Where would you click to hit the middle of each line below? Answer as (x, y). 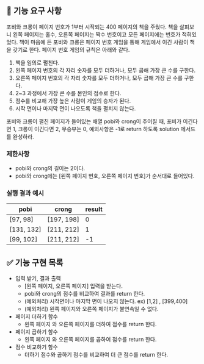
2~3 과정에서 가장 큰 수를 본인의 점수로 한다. (68, 93)
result (94, 209)
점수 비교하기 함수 (36, 347)
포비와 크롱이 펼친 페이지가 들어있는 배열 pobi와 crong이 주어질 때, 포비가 (94, 121)
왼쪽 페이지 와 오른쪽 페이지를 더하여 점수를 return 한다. (90, 324)
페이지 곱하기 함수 (36, 332)
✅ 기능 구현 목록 (35, 262)
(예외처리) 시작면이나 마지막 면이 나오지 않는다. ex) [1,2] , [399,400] (106, 301)
